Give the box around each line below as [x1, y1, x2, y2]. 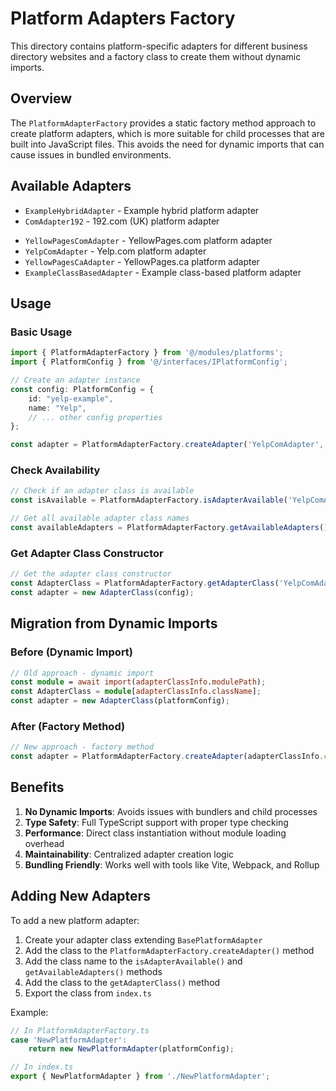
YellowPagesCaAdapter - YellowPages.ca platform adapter [24, 255, 260, 267]
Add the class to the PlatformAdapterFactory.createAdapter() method [24, 944, 315, 956]
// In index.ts [10, 1062, 74, 1072]
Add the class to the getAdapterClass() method [24, 976, 221, 988]
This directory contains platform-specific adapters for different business [10, 40, 308, 52]
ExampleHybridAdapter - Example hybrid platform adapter [24, 204, 260, 216]
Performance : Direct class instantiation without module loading [24, 827, 287, 839]
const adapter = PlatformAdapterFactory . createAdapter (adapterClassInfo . [10, 752, 325, 762]
